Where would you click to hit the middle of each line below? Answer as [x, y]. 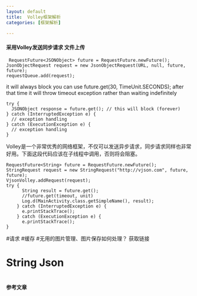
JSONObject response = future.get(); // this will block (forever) [96, 109]
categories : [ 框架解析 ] [33, 22]
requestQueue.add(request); [41, 75]
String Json [35, 262]
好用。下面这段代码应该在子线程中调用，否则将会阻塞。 [73, 153]
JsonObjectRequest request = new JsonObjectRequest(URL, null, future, [96, 65]
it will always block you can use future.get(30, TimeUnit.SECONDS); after [95, 87]
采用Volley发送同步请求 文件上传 [46, 47]
